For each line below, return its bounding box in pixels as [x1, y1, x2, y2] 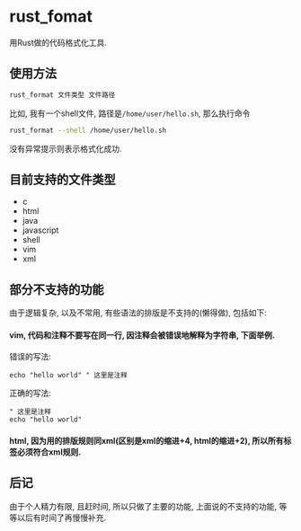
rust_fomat [9, 6, 93, 27]
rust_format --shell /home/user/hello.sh [9, 126, 167, 135]
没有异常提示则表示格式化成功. [9, 143, 123, 154]
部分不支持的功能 [9, 281, 104, 297]
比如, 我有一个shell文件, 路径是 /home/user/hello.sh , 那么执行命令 [9, 108, 251, 119]
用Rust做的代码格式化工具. [9, 37, 108, 48]
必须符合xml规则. [16, 447, 82, 457]
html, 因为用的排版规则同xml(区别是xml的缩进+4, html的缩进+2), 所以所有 [9, 435, 284, 446]
